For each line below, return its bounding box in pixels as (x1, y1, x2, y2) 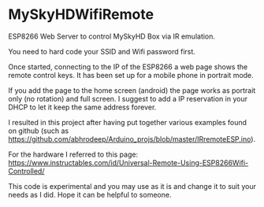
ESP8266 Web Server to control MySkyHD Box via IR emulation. (8, 31, 215, 41)
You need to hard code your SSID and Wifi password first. (8, 46, 195, 56)
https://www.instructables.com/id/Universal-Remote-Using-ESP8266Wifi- (8, 157, 249, 167)
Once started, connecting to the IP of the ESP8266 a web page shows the (8, 61, 248, 72)
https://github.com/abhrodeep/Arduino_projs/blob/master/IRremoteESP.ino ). (8, 134, 256, 143)
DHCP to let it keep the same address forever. (8, 102, 157, 112)
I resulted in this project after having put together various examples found (8, 117, 247, 127)
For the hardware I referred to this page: (8, 150, 139, 159)
